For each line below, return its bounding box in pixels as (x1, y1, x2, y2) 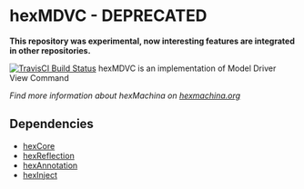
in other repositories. (9, 45, 91, 55)
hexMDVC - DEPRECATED (9, 5, 208, 26)
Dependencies (9, 116, 94, 132)
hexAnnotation (22, 160, 78, 171)
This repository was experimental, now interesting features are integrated (9, 35, 296, 46)
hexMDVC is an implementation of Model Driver (98, 63, 277, 74)
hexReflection (22, 150, 75, 161)
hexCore (22, 140, 56, 151)
